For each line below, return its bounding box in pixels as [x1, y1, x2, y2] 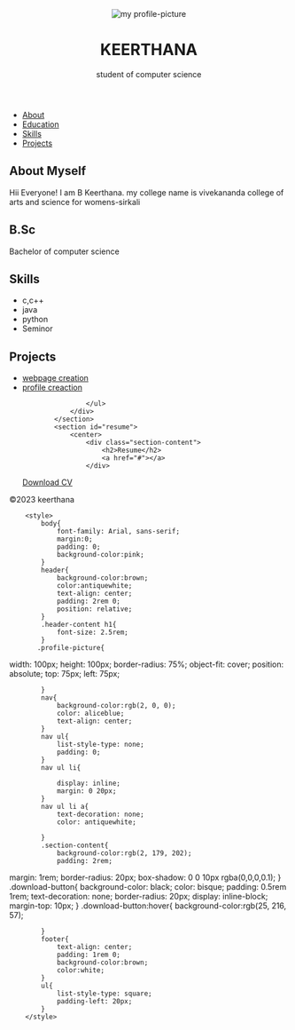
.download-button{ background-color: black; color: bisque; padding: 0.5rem [9, 882, 287, 892]
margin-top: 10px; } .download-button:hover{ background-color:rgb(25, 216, [9, 900, 287, 911]
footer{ [41, 935, 69, 944]
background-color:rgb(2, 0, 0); [56, 701, 176, 710]
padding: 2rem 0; [56, 597, 121, 606]
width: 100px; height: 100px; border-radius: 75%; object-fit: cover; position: [9, 659, 284, 669]
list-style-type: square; [56, 989, 152, 998]
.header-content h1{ [41, 621, 117, 630]
